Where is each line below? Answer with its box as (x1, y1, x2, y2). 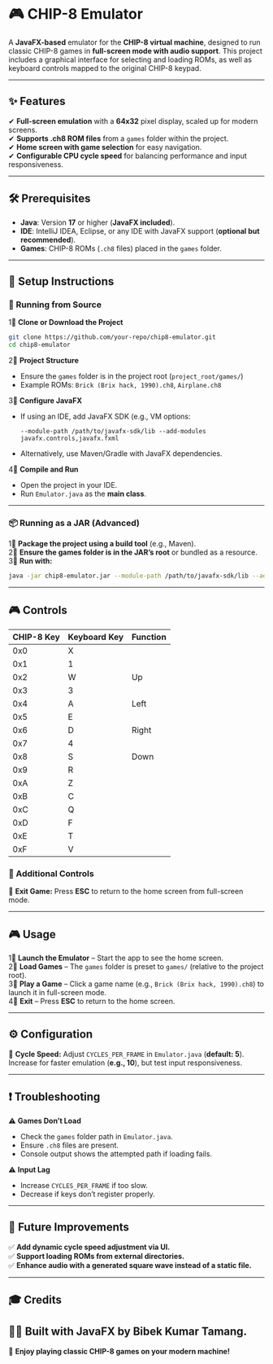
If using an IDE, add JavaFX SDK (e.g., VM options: (19, 411, 191, 421)
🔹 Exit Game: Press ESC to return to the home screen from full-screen (8, 887, 244, 897)
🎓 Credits (8, 1292, 63, 1306)
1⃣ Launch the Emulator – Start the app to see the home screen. (8, 953, 224, 963)
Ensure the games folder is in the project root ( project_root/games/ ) (19, 371, 244, 381)
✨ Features (8, 94, 66, 108)
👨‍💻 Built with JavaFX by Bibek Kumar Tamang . (8, 1325, 248, 1339)
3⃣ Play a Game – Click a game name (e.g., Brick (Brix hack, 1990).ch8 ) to (8, 979, 265, 989)
